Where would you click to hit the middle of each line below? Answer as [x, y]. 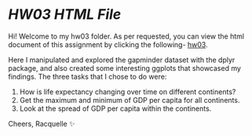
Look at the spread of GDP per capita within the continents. [115, 108]
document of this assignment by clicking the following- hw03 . [108, 44]
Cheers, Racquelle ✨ [42, 123]
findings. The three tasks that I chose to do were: [88, 76]
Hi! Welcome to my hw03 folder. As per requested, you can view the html [126, 36]
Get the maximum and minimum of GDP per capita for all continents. [130, 100]
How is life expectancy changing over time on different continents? [128, 91]
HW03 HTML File [65, 15]
